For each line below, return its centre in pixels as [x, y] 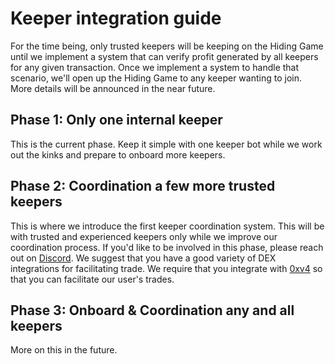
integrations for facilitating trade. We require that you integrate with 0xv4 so [166, 268]
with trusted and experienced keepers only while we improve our [144, 236]
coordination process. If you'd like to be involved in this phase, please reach [167, 247]
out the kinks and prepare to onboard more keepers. [118, 154]
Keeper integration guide [116, 18]
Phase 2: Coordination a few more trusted [143, 186]
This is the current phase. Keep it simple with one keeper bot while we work [166, 144]
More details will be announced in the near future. [113, 88]
